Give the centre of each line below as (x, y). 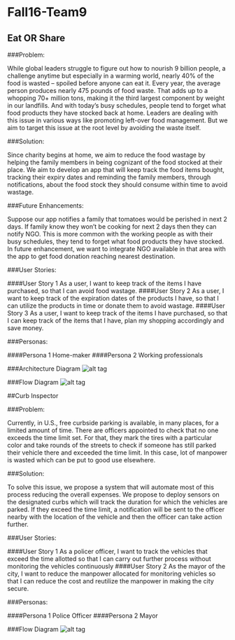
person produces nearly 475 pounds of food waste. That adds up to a (108, 91)
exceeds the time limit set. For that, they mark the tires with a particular (109, 438)
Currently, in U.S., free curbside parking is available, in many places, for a (113, 423)
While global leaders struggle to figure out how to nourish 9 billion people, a (116, 68)
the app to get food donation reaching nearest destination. (91, 256)
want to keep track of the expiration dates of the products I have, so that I (113, 298)
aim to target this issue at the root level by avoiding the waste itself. (104, 128)
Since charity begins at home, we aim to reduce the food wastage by (106, 155)
